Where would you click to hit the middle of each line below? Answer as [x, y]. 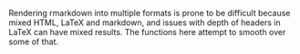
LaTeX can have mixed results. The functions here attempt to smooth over [147, 32]
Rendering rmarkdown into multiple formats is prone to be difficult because [150, 13]
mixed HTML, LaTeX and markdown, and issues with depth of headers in [145, 22]
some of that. [33, 41]
